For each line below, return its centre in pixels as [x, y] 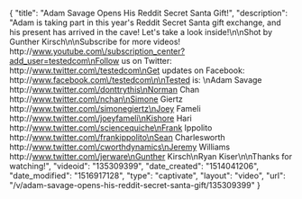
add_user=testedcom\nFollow [64, 61]
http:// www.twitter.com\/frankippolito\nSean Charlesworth [117, 137]
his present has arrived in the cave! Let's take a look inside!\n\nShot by [141, 32]
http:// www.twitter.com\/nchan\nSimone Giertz [96, 99]
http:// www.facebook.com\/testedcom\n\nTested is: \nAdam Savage [136, 80]
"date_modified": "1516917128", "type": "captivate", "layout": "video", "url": [147, 176]
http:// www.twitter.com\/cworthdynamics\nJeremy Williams [120, 147]
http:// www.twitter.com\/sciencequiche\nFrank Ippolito [111, 128]
